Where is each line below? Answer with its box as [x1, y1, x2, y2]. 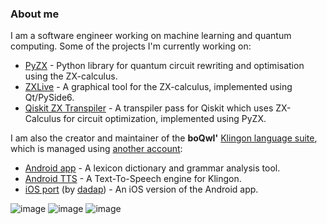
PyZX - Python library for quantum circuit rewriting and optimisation [24, 60, 305, 72]
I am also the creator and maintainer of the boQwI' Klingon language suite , [10, 132, 318, 144]
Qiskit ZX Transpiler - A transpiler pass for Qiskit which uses [24, 102, 274, 114]
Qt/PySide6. [24, 92, 75, 104]
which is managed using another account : [10, 143, 183, 155]
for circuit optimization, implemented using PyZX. [63, 113, 267, 125]
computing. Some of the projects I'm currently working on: [10, 40, 252, 52]
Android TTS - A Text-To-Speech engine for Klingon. [24, 173, 242, 185]
